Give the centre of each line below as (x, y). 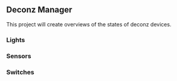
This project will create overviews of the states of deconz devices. (89, 24)
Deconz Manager (39, 10)
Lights (16, 40)
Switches (20, 72)
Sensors (19, 56)
